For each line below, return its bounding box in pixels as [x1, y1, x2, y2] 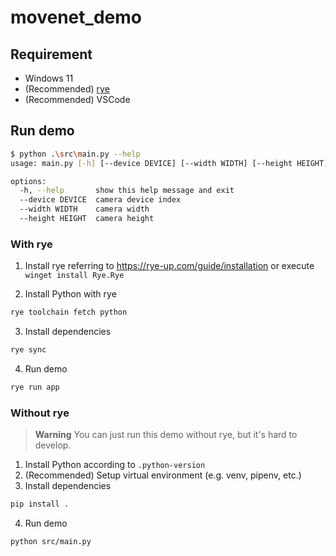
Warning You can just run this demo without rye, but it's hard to [34, 429, 298, 441]
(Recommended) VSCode [24, 94, 131, 105]
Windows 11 [24, 72, 74, 84]
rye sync [10, 345, 47, 355]
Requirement [10, 46, 93, 63]
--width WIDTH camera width [19, 204, 150, 215]
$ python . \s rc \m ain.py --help [10, 149, 141, 159]
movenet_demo [10, 6, 142, 29]
